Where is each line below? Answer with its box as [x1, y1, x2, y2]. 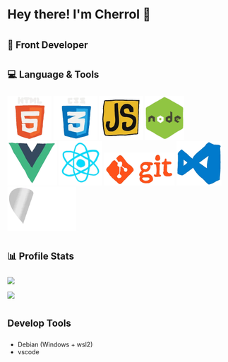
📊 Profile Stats [7, 250, 75, 262]
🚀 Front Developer [7, 39, 88, 52]
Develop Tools [7, 318, 72, 330]
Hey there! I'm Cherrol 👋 [7, 6, 151, 23]
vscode [17, 348, 40, 356]
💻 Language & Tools [7, 68, 100, 80]
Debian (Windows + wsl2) [17, 340, 93, 349]
